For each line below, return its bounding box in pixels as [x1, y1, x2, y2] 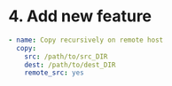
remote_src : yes [24, 68, 85, 77]
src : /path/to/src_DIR [24, 51, 108, 61]
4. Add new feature [8, 6, 152, 27]
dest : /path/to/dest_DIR [24, 60, 116, 69]
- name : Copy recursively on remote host [8, 35, 164, 44]
